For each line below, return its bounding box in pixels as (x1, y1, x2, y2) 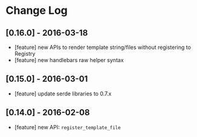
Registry (14, 50, 36, 57)
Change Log (5, 4, 68, 18)
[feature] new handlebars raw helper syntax (14, 57, 124, 63)
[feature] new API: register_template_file (14, 123, 121, 130)
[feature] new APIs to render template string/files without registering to (14, 43, 192, 51)
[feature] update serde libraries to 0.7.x (14, 90, 112, 97)
